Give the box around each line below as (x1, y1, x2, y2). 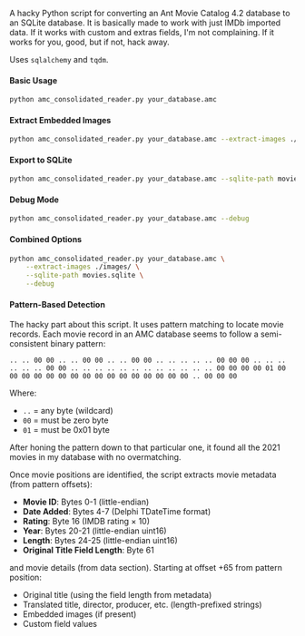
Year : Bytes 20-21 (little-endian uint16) (22, 525, 167, 536)
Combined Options (9, 233, 83, 244)
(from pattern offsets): (9, 479, 93, 490)
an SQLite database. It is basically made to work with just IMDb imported (9, 17, 281, 28)
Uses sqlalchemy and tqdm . (9, 54, 109, 64)
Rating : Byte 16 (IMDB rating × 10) (22, 516, 151, 527)
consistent (9, 338, 49, 349)
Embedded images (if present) (22, 609, 137, 620)
